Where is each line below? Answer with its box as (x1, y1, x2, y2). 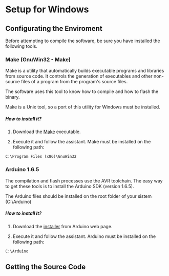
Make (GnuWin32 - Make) (5, 56, 71, 63)
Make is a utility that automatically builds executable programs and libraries (5, 68, 164, 74)
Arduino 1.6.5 (5, 166, 39, 173)
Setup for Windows (5, 4, 89, 15)
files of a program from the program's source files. (21, 79, 128, 85)
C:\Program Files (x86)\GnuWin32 (5, 154, 77, 159)
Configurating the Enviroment (5, 24, 102, 33)
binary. (5, 94, 20, 100)
